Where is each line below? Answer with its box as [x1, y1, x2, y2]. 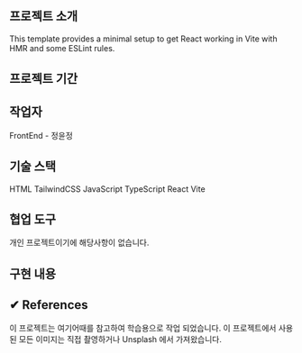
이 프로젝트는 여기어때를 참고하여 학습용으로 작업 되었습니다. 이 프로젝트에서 [9, 322, 277, 333]
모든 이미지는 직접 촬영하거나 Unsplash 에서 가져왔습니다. [18, 333, 223, 344]
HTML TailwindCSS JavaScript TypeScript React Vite [9, 183, 206, 195]
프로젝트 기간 [9, 71, 78, 86]
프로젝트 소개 [9, 9, 78, 24]
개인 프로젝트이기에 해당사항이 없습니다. [9, 237, 150, 249]
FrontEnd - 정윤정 [9, 130, 74, 140]
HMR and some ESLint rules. [9, 42, 115, 53]
